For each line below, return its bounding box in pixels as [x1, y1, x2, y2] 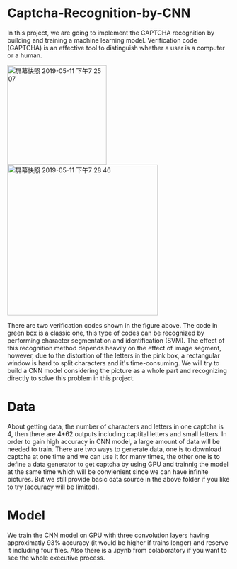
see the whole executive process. [7, 553, 105, 562]
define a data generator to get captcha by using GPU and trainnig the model [7, 460, 229, 468]
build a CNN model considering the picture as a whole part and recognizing [7, 366, 228, 375]
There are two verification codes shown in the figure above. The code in [7, 321, 218, 329]
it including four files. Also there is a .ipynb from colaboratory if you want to [7, 546, 228, 554]
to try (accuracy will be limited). [7, 482, 100, 491]
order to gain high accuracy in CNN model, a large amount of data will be [7, 437, 221, 446]
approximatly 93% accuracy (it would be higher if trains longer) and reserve [7, 538, 229, 547]
